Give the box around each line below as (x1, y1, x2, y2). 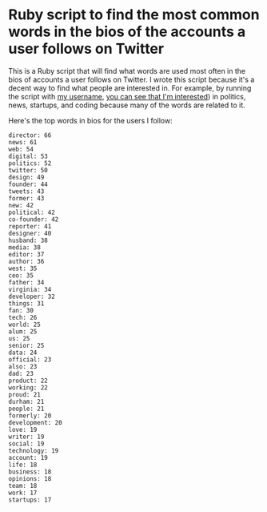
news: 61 (8, 138, 38, 146)
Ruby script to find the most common (8, 6, 260, 24)
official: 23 (8, 355, 52, 364)
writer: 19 (8, 433, 45, 441)
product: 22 (8, 377, 48, 385)
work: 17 (8, 489, 38, 497)
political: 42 (8, 208, 56, 216)
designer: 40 (8, 229, 52, 237)
